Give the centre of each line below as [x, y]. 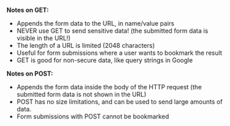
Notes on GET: [28, 10]
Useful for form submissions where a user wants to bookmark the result [120, 53]
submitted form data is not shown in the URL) [81, 94]
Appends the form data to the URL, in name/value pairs [95, 23]
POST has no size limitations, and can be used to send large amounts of [120, 102]
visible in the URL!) [43, 38]
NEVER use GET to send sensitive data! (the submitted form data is [112, 31]
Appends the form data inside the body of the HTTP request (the [109, 87]
